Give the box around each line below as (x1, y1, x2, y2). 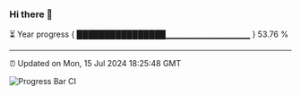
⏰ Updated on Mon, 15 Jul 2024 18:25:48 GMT (9, 58, 182, 69)
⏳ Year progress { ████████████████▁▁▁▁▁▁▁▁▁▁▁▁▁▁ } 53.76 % (9, 29, 289, 39)
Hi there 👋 (9, 8, 54, 21)
